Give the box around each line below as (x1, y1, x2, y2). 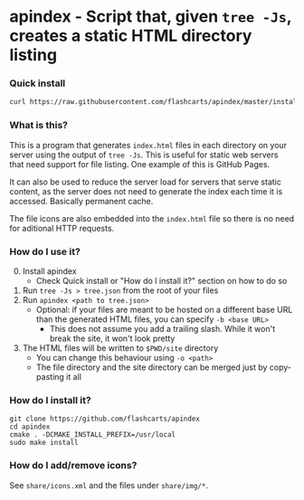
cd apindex (9, 422, 51, 431)
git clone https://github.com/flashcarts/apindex (9, 414, 201, 424)
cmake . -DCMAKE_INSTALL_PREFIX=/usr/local (9, 430, 176, 439)
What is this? (9, 119, 68, 132)
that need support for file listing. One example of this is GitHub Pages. (9, 158, 271, 169)
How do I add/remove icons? (9, 459, 138, 472)
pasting (35, 371, 65, 382)
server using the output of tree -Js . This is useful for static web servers (9, 149, 279, 160)
